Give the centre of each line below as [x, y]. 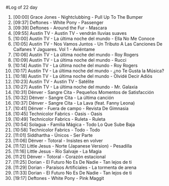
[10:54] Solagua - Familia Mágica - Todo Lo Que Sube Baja [74, 124]
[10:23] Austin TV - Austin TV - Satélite [53, 81]
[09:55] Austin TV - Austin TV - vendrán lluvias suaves [70, 33]
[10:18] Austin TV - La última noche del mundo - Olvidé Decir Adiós [83, 76]
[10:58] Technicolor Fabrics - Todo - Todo [57, 130]
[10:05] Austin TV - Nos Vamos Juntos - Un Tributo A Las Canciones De [88, 44]
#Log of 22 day [22, 7]
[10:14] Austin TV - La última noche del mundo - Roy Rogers [75, 65]
